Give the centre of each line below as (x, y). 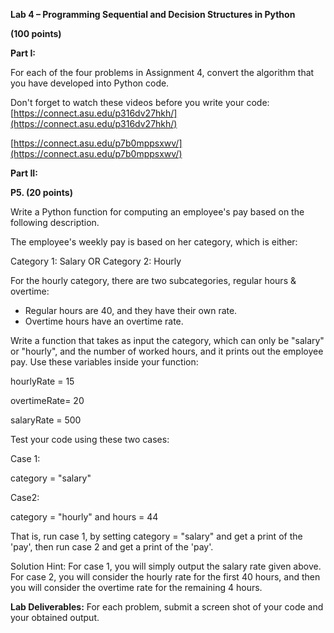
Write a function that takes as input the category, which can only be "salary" (167, 340)
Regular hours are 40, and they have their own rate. (131, 310)
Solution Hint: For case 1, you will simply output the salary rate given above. (166, 566)
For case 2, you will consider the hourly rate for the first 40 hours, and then (165, 577)
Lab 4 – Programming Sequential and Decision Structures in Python (153, 14)
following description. (55, 222)
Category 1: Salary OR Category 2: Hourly (96, 261)
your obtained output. (55, 617)
